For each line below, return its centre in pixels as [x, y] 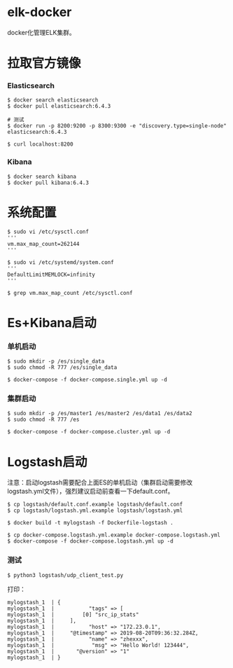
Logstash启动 [47, 462]
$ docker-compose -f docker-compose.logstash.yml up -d [90, 541]
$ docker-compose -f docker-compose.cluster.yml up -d [89, 432]
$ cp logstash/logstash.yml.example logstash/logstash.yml [95, 511]
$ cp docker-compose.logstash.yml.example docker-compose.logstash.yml [114, 535]
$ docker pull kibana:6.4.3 [48, 183]
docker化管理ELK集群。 [41, 32]
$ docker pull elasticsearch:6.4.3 [59, 106]
